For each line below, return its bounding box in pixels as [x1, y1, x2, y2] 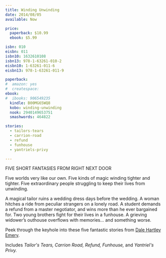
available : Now [5, 17, 37, 22]
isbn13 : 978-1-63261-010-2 [5, 59, 62, 64]
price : [5, 26, 19, 31]
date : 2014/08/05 [5, 12, 42, 17]
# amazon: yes [5, 82, 37, 87]
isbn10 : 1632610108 [5, 54, 46, 59]
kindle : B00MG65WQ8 [10, 100, 51, 106]
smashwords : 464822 [10, 115, 51, 120]
